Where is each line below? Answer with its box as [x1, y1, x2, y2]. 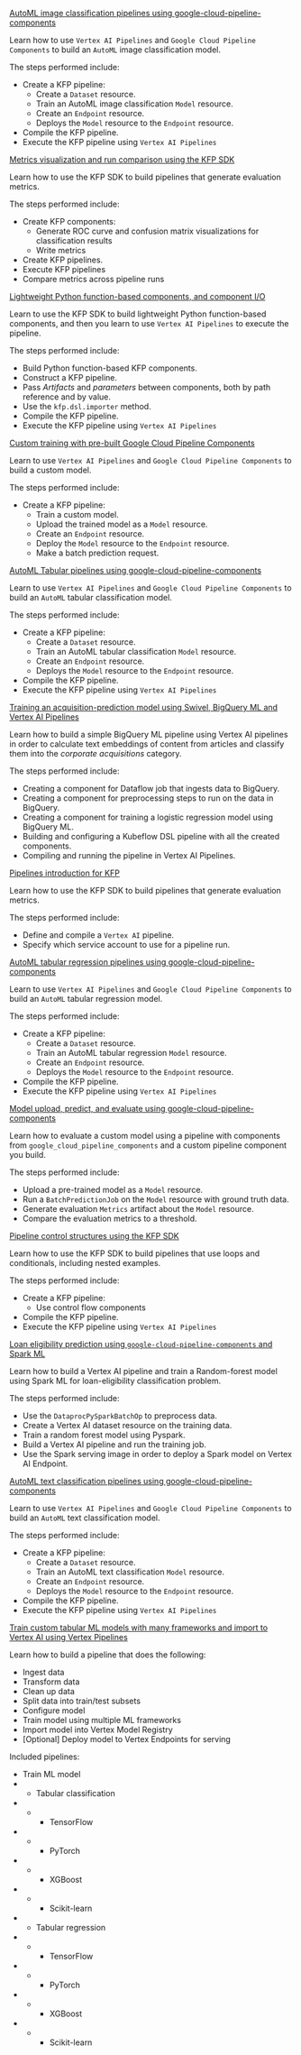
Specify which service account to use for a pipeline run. [22, 940, 231, 950]
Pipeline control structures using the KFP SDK [9, 1231, 179, 1241]
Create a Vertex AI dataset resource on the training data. [22, 1420, 233, 1430]
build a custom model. [9, 464, 92, 475]
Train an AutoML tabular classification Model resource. [35, 647, 237, 656]
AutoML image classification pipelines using [9, 8, 173, 18]
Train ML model [22, 1769, 81, 1779]
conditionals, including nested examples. [9, 1258, 161, 1268]
